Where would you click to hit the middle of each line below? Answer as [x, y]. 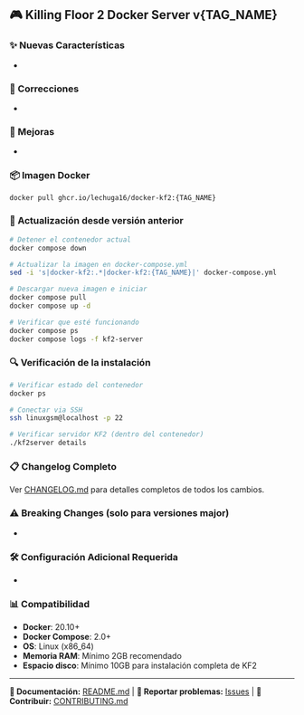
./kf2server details [48, 443]
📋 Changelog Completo [63, 466]
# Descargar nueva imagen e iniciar [78, 289]
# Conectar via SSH [46, 410]
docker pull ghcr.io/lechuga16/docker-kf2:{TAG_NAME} [113, 197]
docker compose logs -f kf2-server [76, 339]
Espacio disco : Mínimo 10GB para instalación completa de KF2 [140, 666]
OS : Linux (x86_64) [58, 646]
